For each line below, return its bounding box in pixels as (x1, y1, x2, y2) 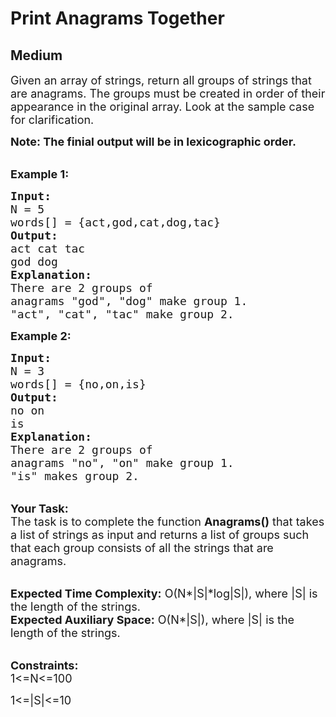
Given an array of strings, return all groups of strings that (10, 73, 312, 87)
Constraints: (10, 658, 79, 672)
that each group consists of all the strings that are (10, 541, 274, 555)
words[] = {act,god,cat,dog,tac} (10, 215, 221, 229)
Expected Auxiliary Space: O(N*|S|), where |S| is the (10, 613, 295, 627)
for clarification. (10, 113, 95, 127)
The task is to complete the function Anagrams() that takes (10, 515, 325, 529)
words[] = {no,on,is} (10, 377, 147, 391)
